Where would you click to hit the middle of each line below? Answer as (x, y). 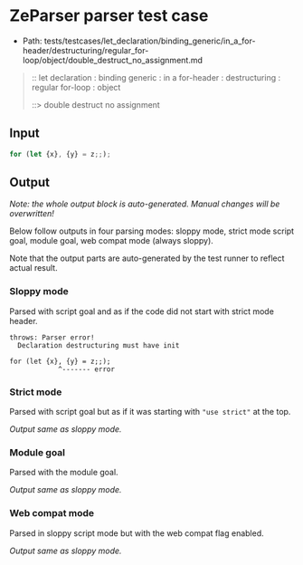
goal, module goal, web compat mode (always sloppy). (112, 241)
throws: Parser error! (52, 337)
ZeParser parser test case (109, 16)
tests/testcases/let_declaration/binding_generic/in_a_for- (150, 41)
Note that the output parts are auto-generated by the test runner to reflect (147, 258)
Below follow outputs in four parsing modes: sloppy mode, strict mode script (152, 231)
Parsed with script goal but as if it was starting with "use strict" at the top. (150, 412)
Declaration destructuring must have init (99, 345)
